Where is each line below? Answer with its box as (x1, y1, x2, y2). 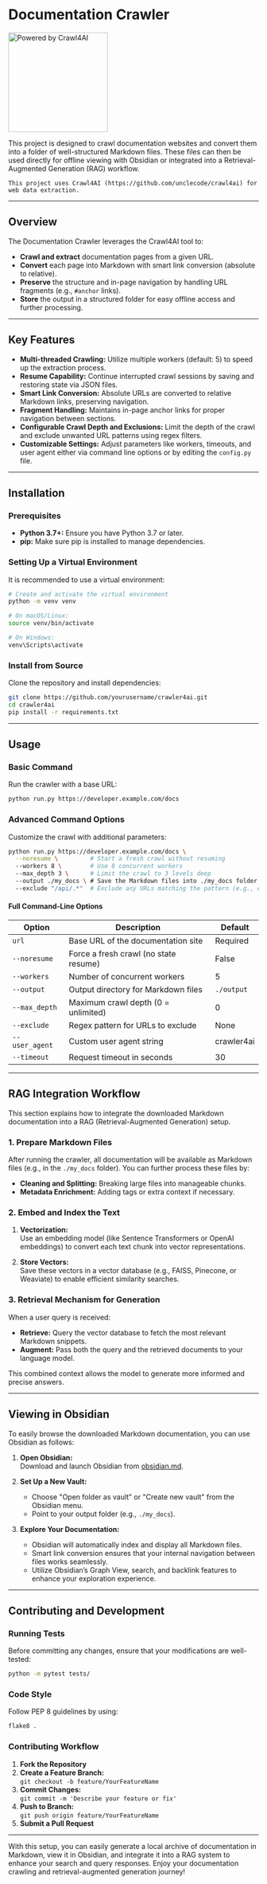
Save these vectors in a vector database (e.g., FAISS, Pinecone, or (19, 1266, 237, 1276)
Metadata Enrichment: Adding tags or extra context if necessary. (19, 1187, 235, 1197)
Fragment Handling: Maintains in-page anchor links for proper (19, 405, 225, 415)
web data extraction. (8, 186, 80, 194)
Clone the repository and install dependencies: (8, 678, 161, 688)
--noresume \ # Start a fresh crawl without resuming (15, 854, 226, 863)
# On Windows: (8, 634, 56, 642)
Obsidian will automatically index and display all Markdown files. (31, 1539, 242, 1550)
